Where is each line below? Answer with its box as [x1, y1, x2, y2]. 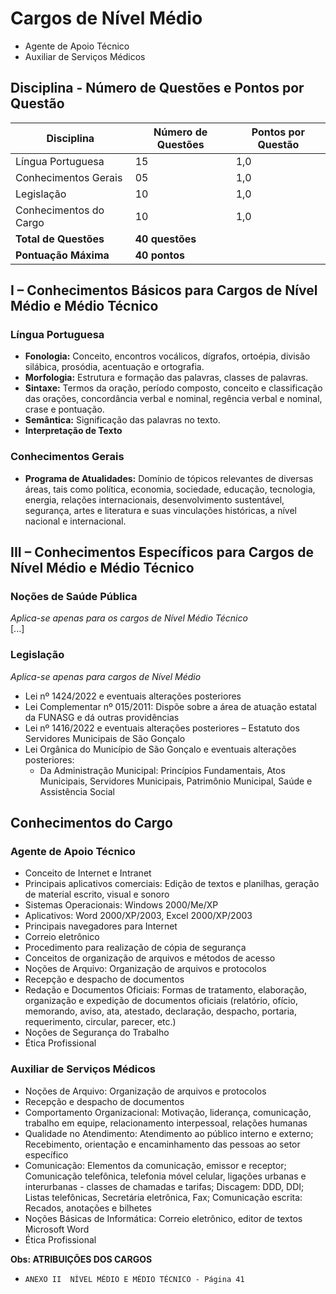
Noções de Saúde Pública [10, 590, 138, 604]
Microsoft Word [24, 1223, 90, 1235]
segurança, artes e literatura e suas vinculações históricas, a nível [24, 504, 297, 516]
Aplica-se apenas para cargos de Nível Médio [10, 670, 202, 682]
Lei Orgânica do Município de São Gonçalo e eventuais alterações [24, 743, 297, 755]
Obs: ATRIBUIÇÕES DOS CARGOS [10, 1253, 153, 1265]
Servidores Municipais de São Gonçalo [24, 732, 186, 744]
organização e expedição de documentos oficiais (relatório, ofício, [24, 995, 298, 1007]
